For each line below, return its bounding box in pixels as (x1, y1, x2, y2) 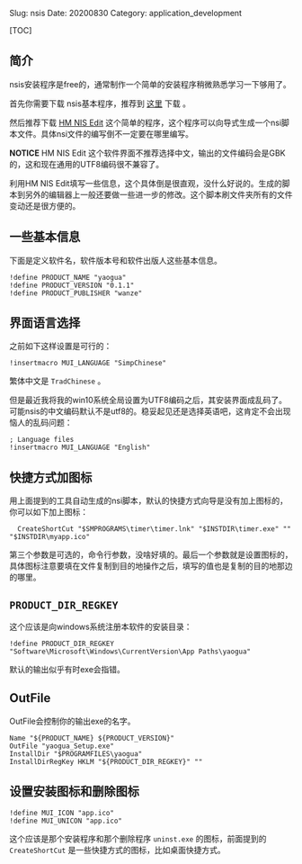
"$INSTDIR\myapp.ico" (9, 533, 91, 542)
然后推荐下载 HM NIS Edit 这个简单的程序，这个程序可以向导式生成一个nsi (9, 117, 282, 128)
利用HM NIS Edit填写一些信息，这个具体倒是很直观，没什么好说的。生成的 (9, 177, 283, 188)
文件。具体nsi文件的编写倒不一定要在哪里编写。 (16, 128, 194, 139)
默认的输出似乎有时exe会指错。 (9, 664, 126, 675)
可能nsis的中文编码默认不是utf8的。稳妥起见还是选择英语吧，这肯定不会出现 (9, 406, 291, 417)
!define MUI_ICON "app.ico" (9, 808, 115, 817)
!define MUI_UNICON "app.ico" (9, 816, 123, 825)
